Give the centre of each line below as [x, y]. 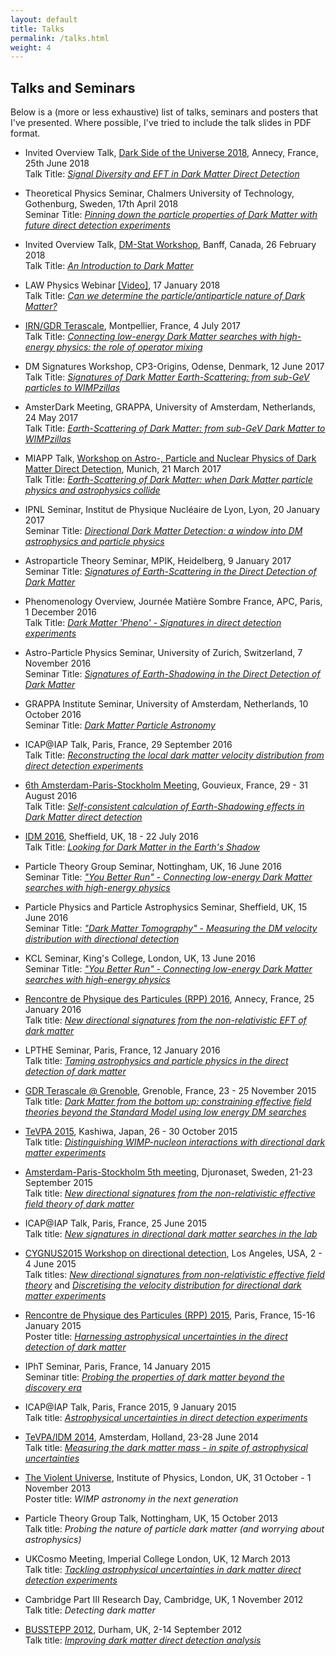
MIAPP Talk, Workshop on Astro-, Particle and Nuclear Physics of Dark [170, 458]
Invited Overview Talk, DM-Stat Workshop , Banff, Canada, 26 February [170, 245]
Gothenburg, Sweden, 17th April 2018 [101, 204]
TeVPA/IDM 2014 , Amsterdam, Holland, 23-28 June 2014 [141, 1437]
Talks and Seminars [73, 87]
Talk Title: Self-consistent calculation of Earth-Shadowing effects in [164, 807]
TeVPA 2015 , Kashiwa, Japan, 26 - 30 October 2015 [131, 1132]
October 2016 [53, 715]
